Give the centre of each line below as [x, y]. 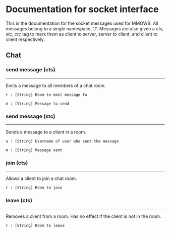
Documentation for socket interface [82, 9]
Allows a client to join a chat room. [41, 178]
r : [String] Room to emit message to [46, 95]
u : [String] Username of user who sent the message [62, 141]
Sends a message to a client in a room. [46, 132]
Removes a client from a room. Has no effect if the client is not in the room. [83, 216]
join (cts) [17, 163]
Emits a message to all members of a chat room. [56, 85]
